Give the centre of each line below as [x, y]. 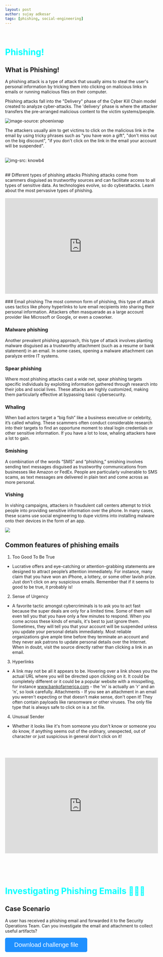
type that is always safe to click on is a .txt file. [59, 707]
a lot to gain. [17, 438]
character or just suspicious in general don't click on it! [67, 736]
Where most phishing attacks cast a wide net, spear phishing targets [73, 379]
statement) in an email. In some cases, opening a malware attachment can [79, 351]
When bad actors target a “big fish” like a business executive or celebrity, [78, 418]
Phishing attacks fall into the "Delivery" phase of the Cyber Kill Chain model [81, 101]
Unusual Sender [28, 717]
